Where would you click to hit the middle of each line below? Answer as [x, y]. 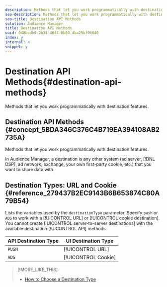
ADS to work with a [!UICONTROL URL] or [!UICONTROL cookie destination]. [83, 218]
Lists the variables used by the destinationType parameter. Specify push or [82, 213]
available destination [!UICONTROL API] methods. [56, 229]
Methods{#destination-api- [63, 82]
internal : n [17, 42]
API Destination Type [33, 241]
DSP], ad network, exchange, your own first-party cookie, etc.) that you [78, 164]
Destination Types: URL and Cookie [61, 185]
